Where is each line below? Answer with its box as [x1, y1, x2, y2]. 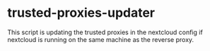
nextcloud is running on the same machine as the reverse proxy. [7, 35, 194, 43]
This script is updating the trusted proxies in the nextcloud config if [7, 28, 203, 36]
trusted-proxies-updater [7, 5, 156, 21]
